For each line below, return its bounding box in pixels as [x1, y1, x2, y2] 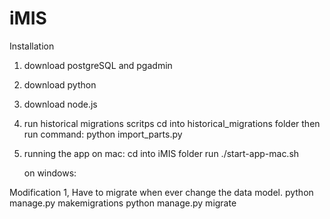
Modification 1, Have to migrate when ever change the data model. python [9, 186, 314, 198]
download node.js [23, 98, 98, 110]
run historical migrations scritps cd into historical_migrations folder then [23, 117, 321, 129]
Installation [9, 40, 55, 52]
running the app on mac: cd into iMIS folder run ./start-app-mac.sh [23, 147, 300, 159]
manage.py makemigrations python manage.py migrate [9, 197, 237, 209]
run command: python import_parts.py [23, 128, 183, 140]
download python [23, 78, 97, 91]
